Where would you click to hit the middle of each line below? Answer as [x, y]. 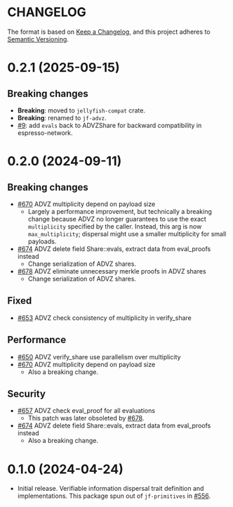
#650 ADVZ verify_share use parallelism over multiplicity [99, 357]
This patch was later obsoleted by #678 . [86, 418]
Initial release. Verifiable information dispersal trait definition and [111, 489]
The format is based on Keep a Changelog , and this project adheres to [109, 32]
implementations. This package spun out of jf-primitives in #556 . [114, 496]
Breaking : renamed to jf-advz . [62, 117]
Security [26, 393]
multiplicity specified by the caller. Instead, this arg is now [115, 226]
